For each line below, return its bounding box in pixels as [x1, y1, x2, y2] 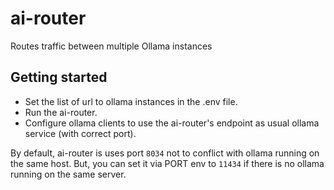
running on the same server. [10, 168, 127, 180]
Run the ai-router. [24, 106, 98, 118]
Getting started [10, 69, 108, 86]
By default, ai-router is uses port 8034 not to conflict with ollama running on [10, 147, 320, 159]
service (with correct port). [24, 127, 137, 139]
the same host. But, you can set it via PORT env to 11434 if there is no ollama [10, 157, 325, 169]
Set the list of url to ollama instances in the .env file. [24, 95, 238, 107]
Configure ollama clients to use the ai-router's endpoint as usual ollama [24, 117, 320, 129]
